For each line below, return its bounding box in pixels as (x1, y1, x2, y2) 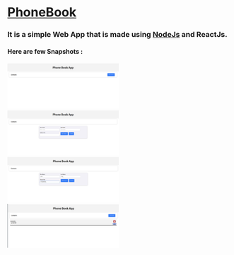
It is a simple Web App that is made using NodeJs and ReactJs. (7, 30, 228, 40)
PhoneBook (7, 4, 76, 21)
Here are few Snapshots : (7, 47, 83, 55)
